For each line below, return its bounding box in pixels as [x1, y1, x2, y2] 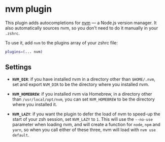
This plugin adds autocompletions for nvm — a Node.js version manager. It [5, 20, 157, 26]
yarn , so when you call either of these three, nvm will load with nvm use [12, 127, 156, 133]
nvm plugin [5, 3, 52, 15]
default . [12, 132, 30, 138]
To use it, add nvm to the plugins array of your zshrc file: [5, 39, 118, 45]
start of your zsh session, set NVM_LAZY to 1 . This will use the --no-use [12, 116, 153, 122]
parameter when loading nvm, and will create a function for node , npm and [12, 121, 161, 127]
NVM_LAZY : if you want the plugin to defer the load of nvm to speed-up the [12, 111, 161, 117]
